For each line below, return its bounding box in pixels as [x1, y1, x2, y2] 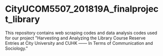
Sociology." [5, 45, 28, 51]
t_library [5, 14, 40, 25]
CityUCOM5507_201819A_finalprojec [5, 3, 159, 15]
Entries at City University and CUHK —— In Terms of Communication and [5, 40, 153, 46]
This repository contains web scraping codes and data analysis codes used [5, 30, 158, 36]
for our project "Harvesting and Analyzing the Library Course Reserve [5, 35, 146, 41]
